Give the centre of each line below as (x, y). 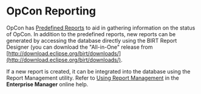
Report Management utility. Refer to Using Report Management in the (93, 78)
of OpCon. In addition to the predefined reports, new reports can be (91, 34)
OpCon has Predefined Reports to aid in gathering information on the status (101, 28)
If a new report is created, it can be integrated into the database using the (98, 71)
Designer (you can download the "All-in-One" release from (80, 47)
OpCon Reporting (51, 11)
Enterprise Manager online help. (47, 84)
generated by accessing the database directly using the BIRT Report (92, 40)
